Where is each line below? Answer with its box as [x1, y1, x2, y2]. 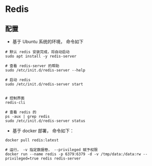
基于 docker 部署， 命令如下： [12, 128, 75, 134]
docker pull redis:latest [5, 138, 59, 143]
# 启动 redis [5, 78, 31, 83]
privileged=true [5, 156, 39, 161]
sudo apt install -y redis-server [5, 54, 77, 59]
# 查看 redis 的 [5, 110, 37, 115]
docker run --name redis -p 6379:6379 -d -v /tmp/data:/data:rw [5, 152, 141, 157]
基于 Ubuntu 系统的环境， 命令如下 [12, 39, 84, 44]
